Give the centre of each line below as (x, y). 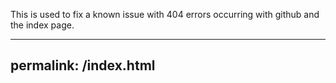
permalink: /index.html (83, 65)
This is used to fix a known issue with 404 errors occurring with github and (165, 14)
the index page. (42, 25)
